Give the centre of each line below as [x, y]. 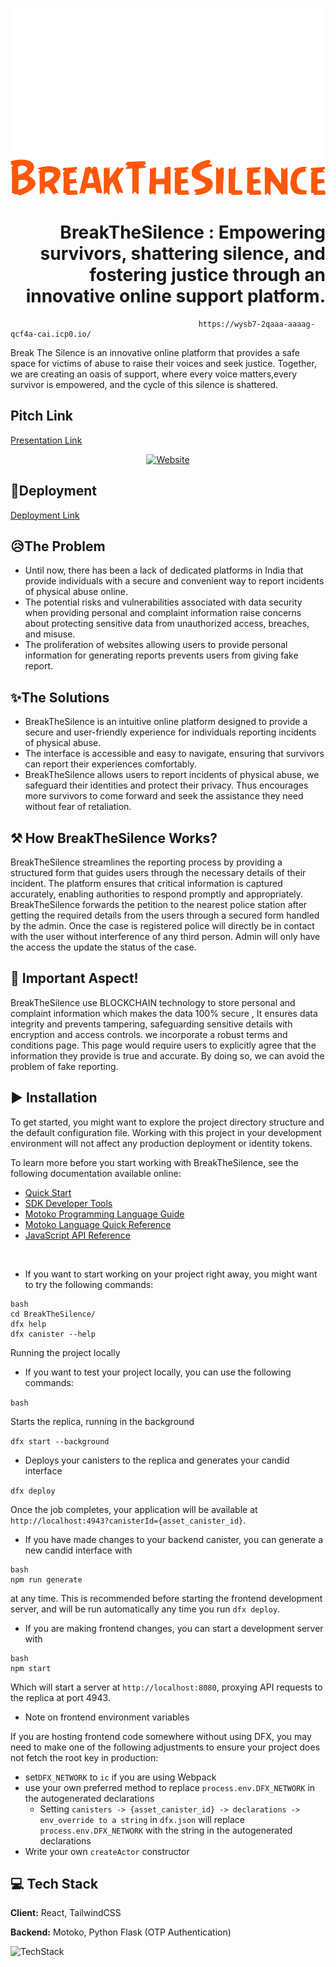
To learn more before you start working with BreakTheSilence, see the [154, 1162]
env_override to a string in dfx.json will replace [142, 1819]
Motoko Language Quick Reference [98, 1224]
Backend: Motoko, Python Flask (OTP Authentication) [121, 1932]
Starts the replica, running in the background [102, 1421]
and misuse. [50, 634]
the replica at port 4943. [60, 1697]
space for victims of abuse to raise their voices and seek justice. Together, [163, 363]
